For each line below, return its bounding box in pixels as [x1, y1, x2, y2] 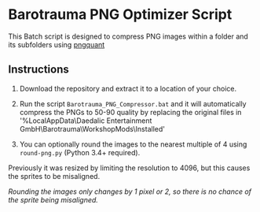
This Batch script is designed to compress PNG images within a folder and [8, 32, 249, 41]
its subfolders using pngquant [8, 39, 105, 49]
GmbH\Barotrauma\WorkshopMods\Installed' [19, 124, 165, 133]
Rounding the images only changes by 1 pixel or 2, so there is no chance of [8, 187, 252, 196]
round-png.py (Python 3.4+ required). [19, 147, 141, 157]
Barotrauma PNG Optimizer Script [8, 6, 233, 24]
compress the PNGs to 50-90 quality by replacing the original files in [19, 107, 242, 117]
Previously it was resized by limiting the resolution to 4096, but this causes [8, 163, 251, 173]
